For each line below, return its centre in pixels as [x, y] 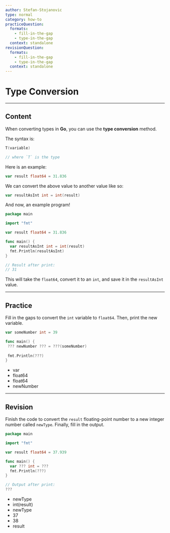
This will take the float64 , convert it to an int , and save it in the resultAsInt [84, 279]
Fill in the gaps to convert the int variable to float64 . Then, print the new [81, 318]
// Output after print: [30, 485]
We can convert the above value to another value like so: [65, 186]
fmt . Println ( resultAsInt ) [37, 251]
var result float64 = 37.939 [36, 452]
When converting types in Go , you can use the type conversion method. [81, 129]
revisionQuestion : [25, 48]
